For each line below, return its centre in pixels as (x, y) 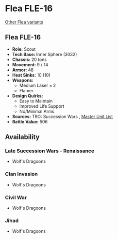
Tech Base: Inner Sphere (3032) (44, 54)
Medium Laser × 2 (38, 85)
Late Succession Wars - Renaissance (50, 151)
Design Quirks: (27, 96)
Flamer (26, 90)
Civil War (16, 197)
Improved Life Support (42, 106)
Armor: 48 (23, 70)
